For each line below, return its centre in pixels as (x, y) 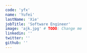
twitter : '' (18, 38)
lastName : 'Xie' (22, 19)
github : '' (17, 43)
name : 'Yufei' (20, 15)
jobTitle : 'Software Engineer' (38, 24)
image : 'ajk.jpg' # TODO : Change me (43, 29)
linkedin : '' (19, 33)
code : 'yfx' (18, 10)
